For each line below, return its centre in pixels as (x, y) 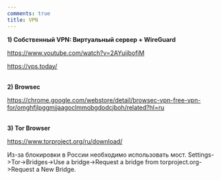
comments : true (29, 13)
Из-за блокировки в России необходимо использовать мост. (97, 155)
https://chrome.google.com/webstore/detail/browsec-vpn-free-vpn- (104, 100)
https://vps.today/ (32, 66)
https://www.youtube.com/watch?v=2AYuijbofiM (76, 53)
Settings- (201, 155)
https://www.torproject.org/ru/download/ (65, 141)
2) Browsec (24, 87)
